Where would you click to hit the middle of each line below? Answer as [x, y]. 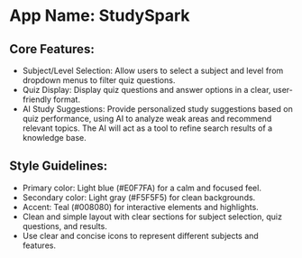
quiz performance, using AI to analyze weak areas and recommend [147, 119]
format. [67, 99]
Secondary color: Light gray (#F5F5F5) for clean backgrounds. [139, 197]
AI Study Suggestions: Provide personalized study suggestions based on [157, 109]
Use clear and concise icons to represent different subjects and [140, 235]
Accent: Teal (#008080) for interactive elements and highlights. [140, 207]
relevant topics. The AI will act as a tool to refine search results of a [147, 128]
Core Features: [52, 49]
